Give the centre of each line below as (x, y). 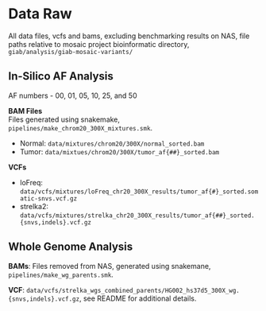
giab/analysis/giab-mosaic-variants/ (71, 52)
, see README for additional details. (138, 298)
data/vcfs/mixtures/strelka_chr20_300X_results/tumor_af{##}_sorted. (137, 216)
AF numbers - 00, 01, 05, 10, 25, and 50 (73, 95)
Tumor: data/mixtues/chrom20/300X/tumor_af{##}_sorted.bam (120, 151)
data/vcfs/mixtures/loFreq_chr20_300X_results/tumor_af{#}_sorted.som (139, 192)
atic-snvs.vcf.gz (48, 198)
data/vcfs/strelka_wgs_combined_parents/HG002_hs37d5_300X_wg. (133, 290)
